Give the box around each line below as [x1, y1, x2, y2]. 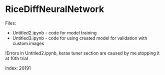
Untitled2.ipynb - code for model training [12, 29, 97, 35]
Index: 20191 [5, 65, 31, 71]
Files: [5, 20, 16, 26]
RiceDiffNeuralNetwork [5, 3, 104, 15]
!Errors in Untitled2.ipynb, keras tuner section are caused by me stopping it [5, 50, 160, 56]
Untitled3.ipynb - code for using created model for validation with [12, 35, 147, 41]
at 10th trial [5, 55, 28, 61]
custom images [12, 40, 44, 46]
